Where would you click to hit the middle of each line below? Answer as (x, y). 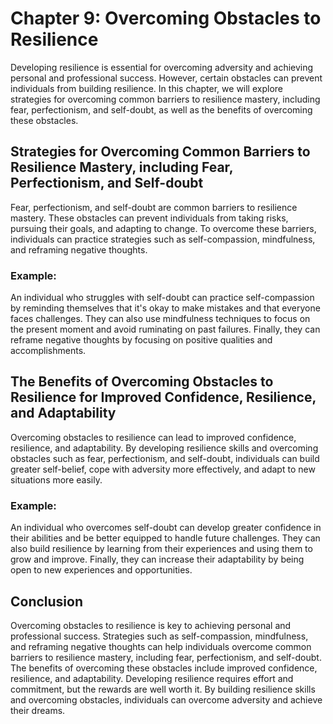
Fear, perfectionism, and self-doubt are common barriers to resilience (154, 207)
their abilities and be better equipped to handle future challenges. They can (165, 538)
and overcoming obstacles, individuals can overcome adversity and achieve (166, 699)
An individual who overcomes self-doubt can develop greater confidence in (166, 528)
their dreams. (38, 710)
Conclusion (47, 601)
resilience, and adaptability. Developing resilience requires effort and (152, 678)
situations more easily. (56, 479)
